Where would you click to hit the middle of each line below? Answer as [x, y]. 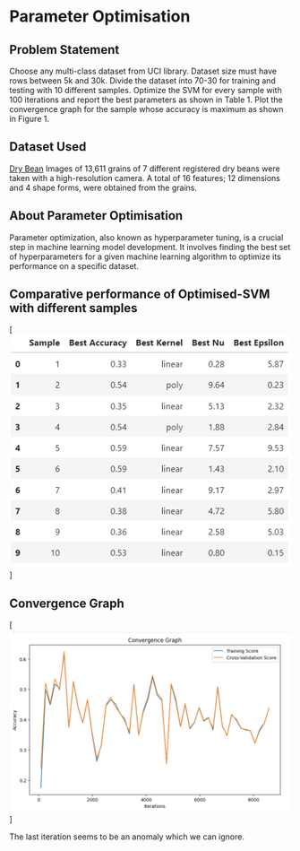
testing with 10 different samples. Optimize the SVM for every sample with [146, 90]
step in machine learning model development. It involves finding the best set [150, 247]
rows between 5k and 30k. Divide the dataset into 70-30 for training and [142, 81]
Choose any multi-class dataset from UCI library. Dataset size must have [143, 71]
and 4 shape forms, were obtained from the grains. [103, 187]
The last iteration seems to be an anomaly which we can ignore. [127, 837]
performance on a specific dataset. [74, 265]
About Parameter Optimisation [96, 216]
